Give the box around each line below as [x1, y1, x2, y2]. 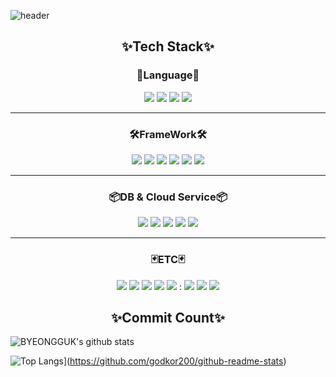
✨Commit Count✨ [111, 309, 225, 326]
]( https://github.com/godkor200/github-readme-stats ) [63, 355, 287, 367]
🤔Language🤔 [136, 68, 200, 82]
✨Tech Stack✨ [121, 38, 215, 55]
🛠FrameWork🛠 [129, 127, 207, 141]
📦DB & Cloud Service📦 [108, 190, 228, 204]
